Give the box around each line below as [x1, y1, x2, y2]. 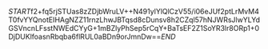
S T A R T [8, 7, 31, 16]
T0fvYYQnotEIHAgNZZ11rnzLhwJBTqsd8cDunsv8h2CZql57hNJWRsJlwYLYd [8, 15, 261, 24]
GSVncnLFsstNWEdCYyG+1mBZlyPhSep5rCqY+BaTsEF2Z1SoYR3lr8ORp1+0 [8, 24, 260, 32]
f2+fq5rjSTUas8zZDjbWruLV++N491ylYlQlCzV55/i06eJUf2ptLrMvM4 [30, 7, 260, 16]
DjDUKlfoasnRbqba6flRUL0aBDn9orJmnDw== [8, 32, 162, 41]
